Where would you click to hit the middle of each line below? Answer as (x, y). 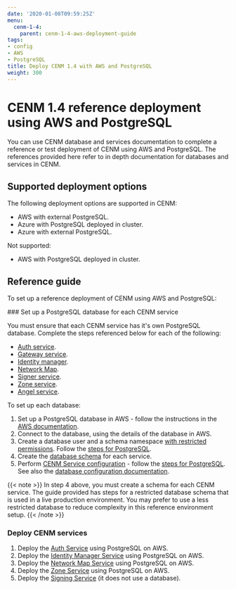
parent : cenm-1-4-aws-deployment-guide (78, 33)
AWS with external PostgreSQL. (63, 217)
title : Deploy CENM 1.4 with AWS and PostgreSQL (80, 66)
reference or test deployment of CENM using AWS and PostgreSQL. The (112, 149)
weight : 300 (25, 72)
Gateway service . (42, 354)
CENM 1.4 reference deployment (104, 107)
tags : (15, 40)
